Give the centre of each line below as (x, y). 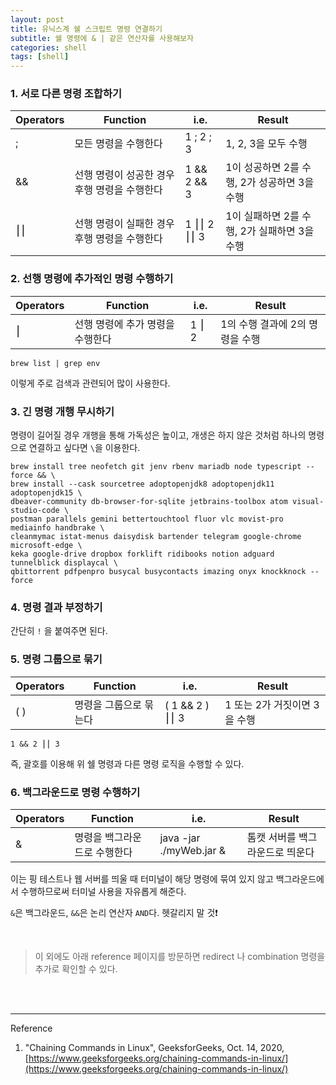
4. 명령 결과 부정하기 (56, 607)
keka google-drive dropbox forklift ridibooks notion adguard (142, 554)
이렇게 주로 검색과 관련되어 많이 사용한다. (90, 383)
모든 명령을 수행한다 (118, 144)
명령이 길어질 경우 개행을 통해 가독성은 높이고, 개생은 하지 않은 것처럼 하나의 (158, 435)
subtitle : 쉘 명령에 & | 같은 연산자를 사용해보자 (102, 38)
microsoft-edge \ (46, 546)
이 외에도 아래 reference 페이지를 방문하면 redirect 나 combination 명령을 (180, 956)
